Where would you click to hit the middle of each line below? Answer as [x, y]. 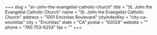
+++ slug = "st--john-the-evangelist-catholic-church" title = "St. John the [79, 7]
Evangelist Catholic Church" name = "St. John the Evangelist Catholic [74, 12]
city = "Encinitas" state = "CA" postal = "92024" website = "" [87, 22]
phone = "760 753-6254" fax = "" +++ [44, 27]
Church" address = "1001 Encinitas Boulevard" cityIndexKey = [67, 17]
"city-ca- [138, 17]
